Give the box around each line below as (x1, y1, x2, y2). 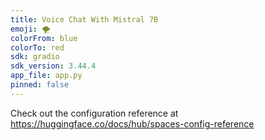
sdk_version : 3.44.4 (10, 61, 97, 71)
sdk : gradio (10, 52, 60, 62)
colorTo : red (10, 42, 65, 53)
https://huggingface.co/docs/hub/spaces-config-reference (10, 117, 255, 130)
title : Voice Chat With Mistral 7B (10, 14, 159, 25)
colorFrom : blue (10, 33, 78, 43)
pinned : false (10, 80, 70, 90)
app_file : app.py (10, 71, 83, 81)
